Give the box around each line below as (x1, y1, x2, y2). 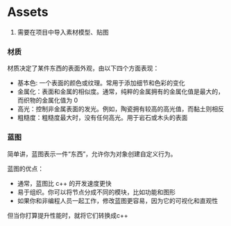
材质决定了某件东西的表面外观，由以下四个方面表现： (7, 64, 160, 73)
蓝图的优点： (7, 164, 44, 173)
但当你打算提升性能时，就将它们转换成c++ (7, 211, 128, 219)
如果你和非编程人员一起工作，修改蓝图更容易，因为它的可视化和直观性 (17, 196, 219, 205)
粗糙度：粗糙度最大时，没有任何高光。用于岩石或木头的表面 (17, 114, 188, 122)
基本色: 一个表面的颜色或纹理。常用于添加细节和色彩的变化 (17, 79, 185, 87)
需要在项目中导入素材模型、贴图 (17, 28, 109, 36)
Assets (7, 4, 49, 20)
